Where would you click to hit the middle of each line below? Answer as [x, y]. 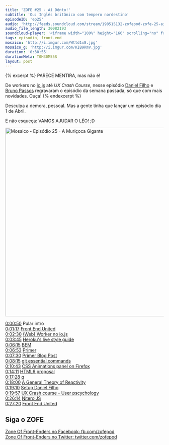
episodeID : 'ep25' [24, 19]
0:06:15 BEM [18, 345]
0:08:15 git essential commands [38, 361]
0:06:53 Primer [21, 350]
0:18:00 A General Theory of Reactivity [46, 382]
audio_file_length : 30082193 [36, 29]
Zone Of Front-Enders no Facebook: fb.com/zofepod [60, 432]
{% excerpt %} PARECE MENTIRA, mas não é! [53, 75]
